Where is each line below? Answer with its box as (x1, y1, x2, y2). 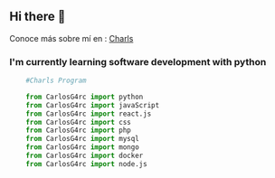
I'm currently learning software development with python (9, 55, 267, 68)
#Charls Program (25, 76, 88, 86)
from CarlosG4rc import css (25, 117, 131, 126)
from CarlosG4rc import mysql (25, 135, 140, 144)
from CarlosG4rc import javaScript (25, 100, 160, 109)
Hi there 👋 (9, 9, 66, 24)
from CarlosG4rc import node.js (25, 159, 147, 168)
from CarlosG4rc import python (25, 92, 144, 101)
